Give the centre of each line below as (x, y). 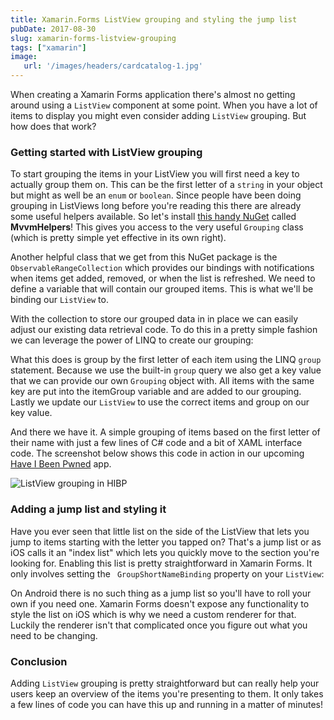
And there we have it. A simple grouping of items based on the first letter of (165, 432)
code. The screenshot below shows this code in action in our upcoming (157, 453)
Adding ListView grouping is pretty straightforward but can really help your (165, 683)
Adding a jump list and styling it (88, 509)
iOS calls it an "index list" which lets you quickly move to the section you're (165, 552)
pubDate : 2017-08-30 (53, 29)
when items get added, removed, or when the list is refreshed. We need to (163, 278)
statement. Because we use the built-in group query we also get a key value (166, 370)
